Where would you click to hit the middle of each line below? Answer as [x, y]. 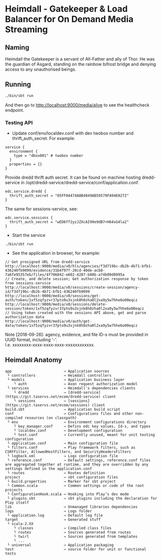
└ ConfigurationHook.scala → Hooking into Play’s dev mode [68, 494]
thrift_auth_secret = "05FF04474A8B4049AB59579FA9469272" [69, 195]
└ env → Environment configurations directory [77, 422]
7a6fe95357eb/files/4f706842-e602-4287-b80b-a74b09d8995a [65, 275]
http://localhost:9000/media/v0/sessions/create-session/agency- [72, 287]
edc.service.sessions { [29, 218]
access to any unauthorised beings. [41, 69]
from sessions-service [28, 283]
